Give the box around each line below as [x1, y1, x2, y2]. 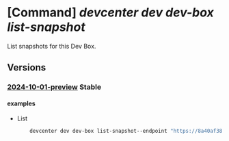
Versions [7, 62, 46, 73]
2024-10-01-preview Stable [7, 82, 101, 92]
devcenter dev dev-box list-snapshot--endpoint [29, 128, 167, 135]
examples [7, 99, 36, 107]
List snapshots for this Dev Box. [7, 42, 96, 50]
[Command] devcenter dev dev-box [7, 5, 214, 21]
